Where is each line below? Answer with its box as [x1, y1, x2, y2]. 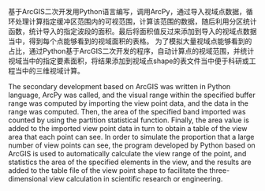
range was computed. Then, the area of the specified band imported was [8, 107, 246, 116]
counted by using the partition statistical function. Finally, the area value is [8, 115, 250, 125]
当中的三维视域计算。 [14, 66, 84, 75]
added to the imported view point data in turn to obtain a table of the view [8, 124, 248, 133]
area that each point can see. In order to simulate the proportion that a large [8, 133, 255, 141]
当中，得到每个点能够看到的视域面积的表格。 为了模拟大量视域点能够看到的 [8, 36, 252, 46]
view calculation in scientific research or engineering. [49, 174, 223, 183]
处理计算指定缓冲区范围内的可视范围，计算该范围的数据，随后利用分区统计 [14, 17, 257, 26]
